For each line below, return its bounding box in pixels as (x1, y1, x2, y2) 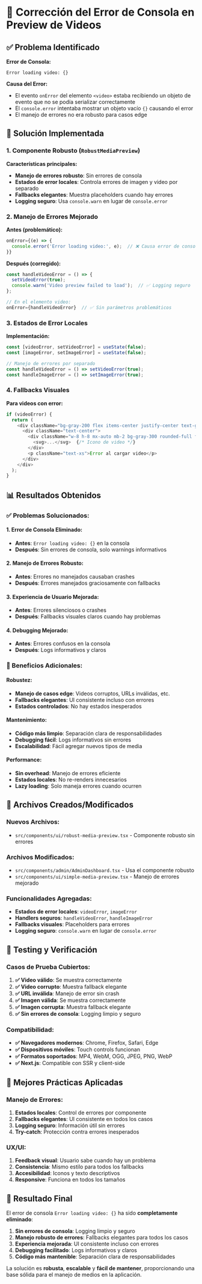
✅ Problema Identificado (6, 42, 100, 52)
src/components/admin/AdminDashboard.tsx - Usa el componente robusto (14, 866, 194, 874)
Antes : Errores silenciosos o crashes (14, 607, 107, 614)
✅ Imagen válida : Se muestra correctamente (14, 997, 126, 1004)
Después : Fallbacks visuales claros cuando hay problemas (14, 613, 161, 620)
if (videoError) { (6, 411, 52, 417)
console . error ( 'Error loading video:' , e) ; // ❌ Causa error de (11, 243, 180, 249)
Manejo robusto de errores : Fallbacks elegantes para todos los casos (14, 1234, 188, 1241)
